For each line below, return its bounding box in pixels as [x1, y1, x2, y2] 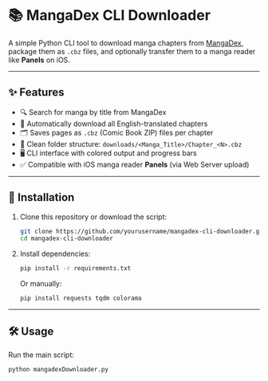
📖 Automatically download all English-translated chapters [19, 119, 208, 128]
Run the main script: [8, 350, 74, 359]
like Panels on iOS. [8, 55, 70, 65]
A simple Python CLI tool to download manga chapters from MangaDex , [8, 37, 244, 48]
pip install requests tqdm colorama [19, 294, 142, 303]
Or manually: [19, 279, 62, 289]
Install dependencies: [19, 249, 91, 259]
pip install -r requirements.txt [19, 265, 132, 273]
